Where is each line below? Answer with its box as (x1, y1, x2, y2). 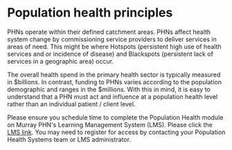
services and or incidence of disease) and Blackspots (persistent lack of (7, 50, 213, 58)
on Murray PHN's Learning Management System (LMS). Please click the (7, 120, 213, 129)
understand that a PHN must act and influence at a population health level (7, 92, 218, 101)
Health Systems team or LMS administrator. (7, 135, 132, 143)
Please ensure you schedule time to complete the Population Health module (7, 113, 224, 122)
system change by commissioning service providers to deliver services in (7, 35, 217, 43)
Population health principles (7, 5, 173, 21)
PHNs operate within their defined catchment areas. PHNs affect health (7, 28, 211, 36)
